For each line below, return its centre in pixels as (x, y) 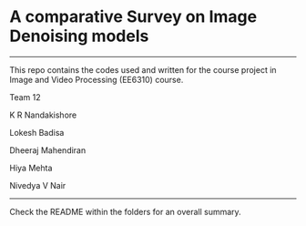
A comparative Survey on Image (133, 17)
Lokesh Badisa (37, 132)
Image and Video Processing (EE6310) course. (97, 79)
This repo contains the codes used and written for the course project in (143, 69)
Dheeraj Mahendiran (48, 150)
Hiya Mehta (31, 168)
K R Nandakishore (43, 115)
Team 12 (25, 97)
